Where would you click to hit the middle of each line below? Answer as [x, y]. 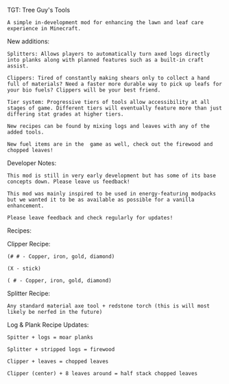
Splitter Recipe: [28, 293]
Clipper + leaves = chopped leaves [58, 361]
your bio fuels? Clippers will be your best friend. [84, 90]
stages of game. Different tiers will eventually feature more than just [115, 108]
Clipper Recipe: [29, 244]
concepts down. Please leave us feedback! [69, 182]
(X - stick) [24, 268]
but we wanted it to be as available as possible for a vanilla [101, 200]
